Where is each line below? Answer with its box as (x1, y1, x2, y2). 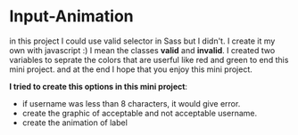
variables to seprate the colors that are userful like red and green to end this (9, 54, 289, 65)
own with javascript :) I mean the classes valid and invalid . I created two (9, 44, 276, 55)
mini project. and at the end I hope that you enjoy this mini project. (9, 64, 252, 75)
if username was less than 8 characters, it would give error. (21, 98, 241, 108)
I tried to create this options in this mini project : (9, 81, 188, 91)
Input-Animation (9, 6, 134, 27)
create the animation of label (21, 117, 128, 128)
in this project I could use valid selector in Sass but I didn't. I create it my (9, 36, 276, 46)
